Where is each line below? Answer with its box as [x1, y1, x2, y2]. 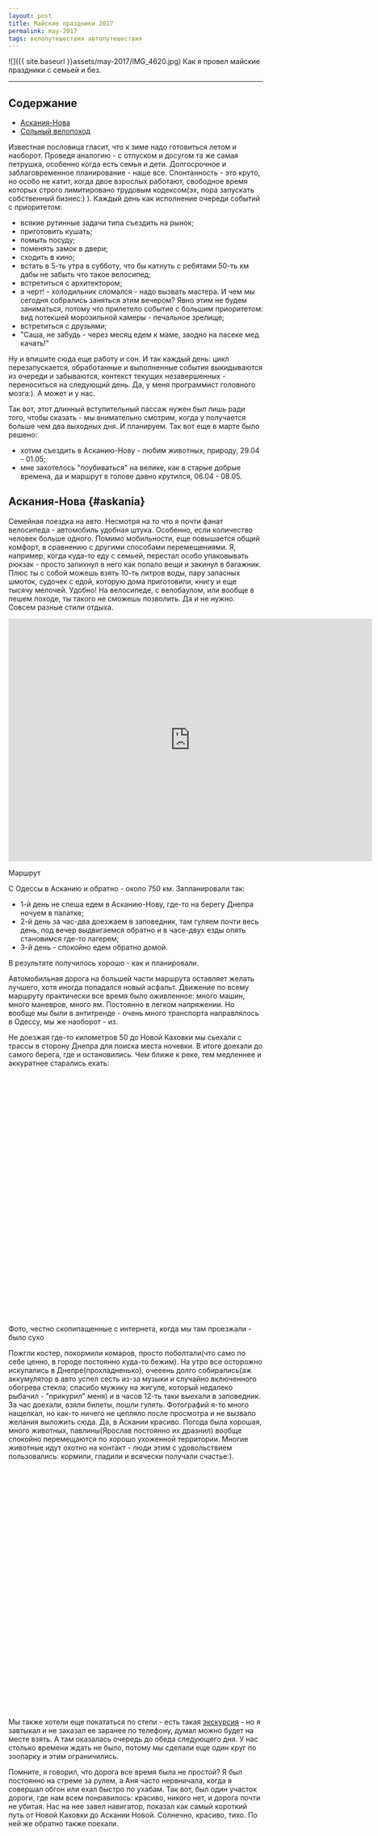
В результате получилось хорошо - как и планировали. [8, 958, 199, 967]
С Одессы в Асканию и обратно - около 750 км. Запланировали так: [8, 883, 245, 893]
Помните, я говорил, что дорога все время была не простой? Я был [8, 1766, 242, 1777]
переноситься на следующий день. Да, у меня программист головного [8, 380, 256, 389]
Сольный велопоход [19, 126, 91, 136]
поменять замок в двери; [19, 244, 108, 253]
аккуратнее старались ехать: [8, 1058, 110, 1068]
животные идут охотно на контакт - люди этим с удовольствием [8, 1443, 233, 1452]
